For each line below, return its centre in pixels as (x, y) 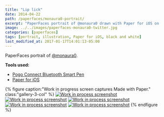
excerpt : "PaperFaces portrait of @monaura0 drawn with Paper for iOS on (82, 23)
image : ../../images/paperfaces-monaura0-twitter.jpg (61, 28)
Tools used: (17, 65)
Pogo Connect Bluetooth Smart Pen (48, 74)
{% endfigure (144, 105)
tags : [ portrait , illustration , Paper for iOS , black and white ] (73, 37)
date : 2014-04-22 (23, 14)
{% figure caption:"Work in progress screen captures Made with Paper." (78, 89)
